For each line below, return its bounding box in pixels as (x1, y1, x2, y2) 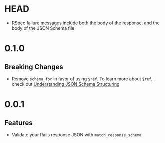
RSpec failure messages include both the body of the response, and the (11, 20, 160, 26)
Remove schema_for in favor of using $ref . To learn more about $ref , (11, 76, 153, 82)
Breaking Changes (4, 62, 63, 71)
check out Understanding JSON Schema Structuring (11, 81, 120, 87)
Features (4, 118, 33, 127)
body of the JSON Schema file (11, 25, 75, 31)
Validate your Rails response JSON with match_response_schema (11, 131, 142, 138)
